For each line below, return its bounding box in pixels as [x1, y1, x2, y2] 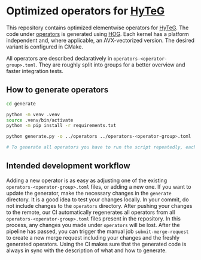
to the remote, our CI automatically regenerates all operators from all [6, 208, 175, 216]
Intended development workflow [6, 161, 130, 171]
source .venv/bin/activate [6, 117, 74, 123]
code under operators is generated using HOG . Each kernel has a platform [6, 30, 190, 37]
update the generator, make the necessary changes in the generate [6, 189, 172, 196]
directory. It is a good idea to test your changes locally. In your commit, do [6, 196, 190, 203]
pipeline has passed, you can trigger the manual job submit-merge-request [6, 228, 190, 235]
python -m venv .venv [6, 111, 60, 117]
